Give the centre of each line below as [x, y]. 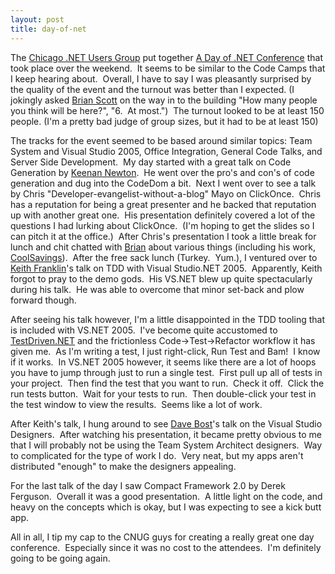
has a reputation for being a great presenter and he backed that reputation [163, 204]
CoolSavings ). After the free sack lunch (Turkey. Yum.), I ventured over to [164, 257]
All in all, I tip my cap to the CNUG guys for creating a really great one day [162, 537]
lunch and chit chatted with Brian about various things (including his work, [163, 247]
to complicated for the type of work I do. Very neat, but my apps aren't [157, 455]
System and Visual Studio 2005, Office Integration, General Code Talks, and [166, 151]
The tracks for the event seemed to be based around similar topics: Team [161, 140]
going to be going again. [60, 558]
